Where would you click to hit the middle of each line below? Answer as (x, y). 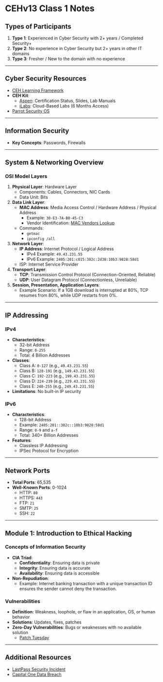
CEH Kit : (21, 95)
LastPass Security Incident (39, 669)
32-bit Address (34, 345)
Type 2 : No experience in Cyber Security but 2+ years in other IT (77, 48)
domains (21, 54)
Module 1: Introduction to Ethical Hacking (68, 533)
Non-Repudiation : (31, 578)
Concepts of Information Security (45, 547)
